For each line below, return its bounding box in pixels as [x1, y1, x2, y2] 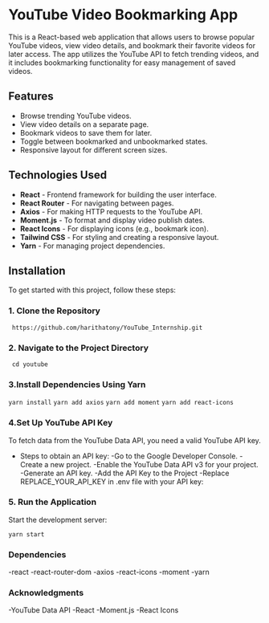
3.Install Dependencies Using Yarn [8, 379, 146, 390]
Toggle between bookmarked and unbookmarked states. [19, 136, 208, 146]
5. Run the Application [8, 496, 97, 507]
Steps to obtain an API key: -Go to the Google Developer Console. [19, 451, 238, 461]
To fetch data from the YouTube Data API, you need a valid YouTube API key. [8, 435, 261, 445]
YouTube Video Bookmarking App [8, 6, 238, 24]
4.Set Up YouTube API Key [8, 417, 113, 429]
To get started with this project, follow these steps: [8, 285, 177, 295]
